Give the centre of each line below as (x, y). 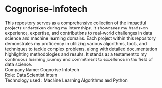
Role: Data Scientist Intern (31, 75)
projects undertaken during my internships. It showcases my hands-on (77, 28)
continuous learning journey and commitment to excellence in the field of (79, 59)
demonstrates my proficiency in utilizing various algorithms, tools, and (76, 43)
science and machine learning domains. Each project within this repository (81, 38)
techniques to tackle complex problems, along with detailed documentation (81, 49)
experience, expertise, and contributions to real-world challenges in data (79, 33)
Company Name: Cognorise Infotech (42, 69)
